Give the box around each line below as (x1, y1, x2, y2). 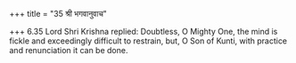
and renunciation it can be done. (9, 45, 128, 55)
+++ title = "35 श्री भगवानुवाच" (9, 9, 107, 19)
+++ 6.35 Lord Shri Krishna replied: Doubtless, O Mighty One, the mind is (9, 27, 278, 36)
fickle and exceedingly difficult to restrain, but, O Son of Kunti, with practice (9, 35, 288, 46)
